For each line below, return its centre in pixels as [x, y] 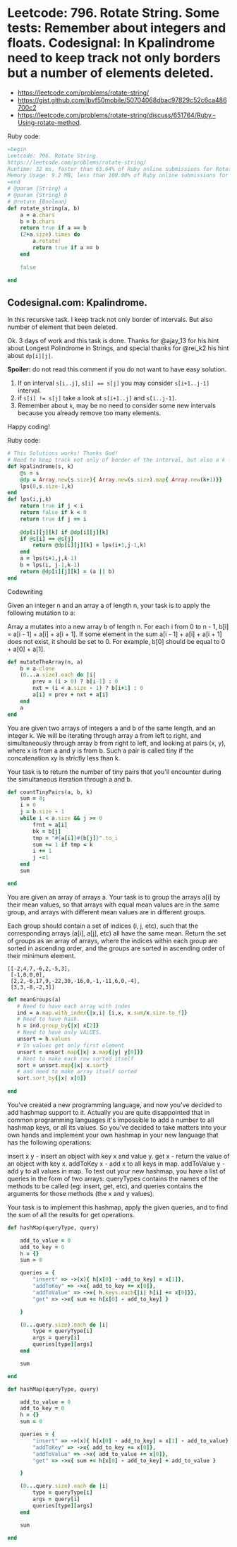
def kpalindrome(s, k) [41, 466]
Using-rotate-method [48, 122]
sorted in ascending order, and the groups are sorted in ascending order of [116, 948]
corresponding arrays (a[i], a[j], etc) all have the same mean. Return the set [117, 933]
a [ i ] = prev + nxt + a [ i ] [71, 695]
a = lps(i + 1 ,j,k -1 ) [49, 559]
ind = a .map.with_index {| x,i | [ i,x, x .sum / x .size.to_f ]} [102, 1013]
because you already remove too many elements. [89, 413]
